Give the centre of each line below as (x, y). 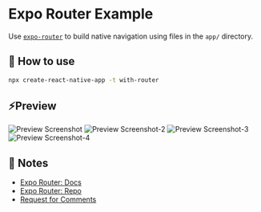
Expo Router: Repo (51, 191)
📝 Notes (28, 163)
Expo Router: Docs (50, 182)
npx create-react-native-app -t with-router (84, 80)
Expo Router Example (81, 14)
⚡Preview (32, 106)
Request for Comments (58, 200)
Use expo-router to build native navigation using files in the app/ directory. (131, 36)
